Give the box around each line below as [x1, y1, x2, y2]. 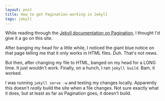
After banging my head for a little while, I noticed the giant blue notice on [5, 45, 155, 51]
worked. [5, 70, 22, 76]
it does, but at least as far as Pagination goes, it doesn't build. [5, 90, 132, 97]
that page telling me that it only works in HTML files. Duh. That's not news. [5, 50, 158, 56]
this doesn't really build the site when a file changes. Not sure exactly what [5, 85, 159, 91]
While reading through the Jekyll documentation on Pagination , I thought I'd [5, 30, 160, 36]
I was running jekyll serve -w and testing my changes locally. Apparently [5, 80, 157, 86]
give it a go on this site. [5, 35, 53, 41]
